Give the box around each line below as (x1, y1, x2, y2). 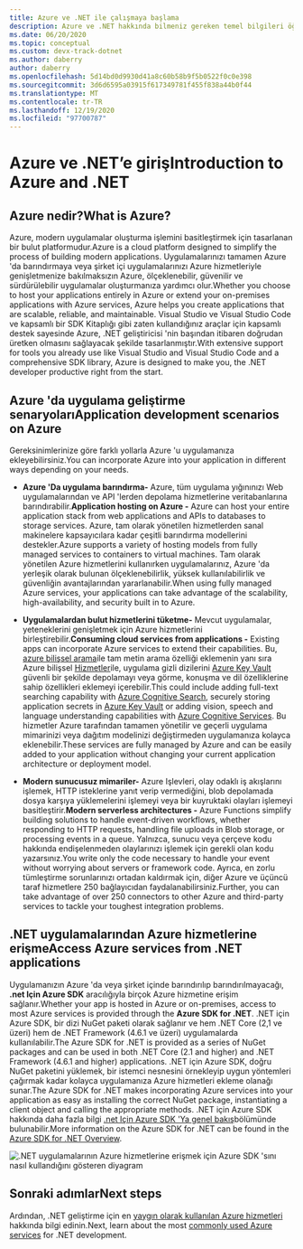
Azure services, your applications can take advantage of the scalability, (22, 587, 289, 597)
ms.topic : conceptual (9, 38, 91, 48)
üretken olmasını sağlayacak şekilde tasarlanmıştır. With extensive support (9, 338, 284, 349)
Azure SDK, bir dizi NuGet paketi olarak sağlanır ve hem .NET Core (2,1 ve (9, 1018, 282, 1028)
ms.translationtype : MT (9, 89, 99, 98)
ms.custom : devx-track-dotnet (9, 47, 124, 56)
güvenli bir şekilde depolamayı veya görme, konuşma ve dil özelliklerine (22, 671, 289, 682)
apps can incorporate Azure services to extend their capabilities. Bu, (22, 643, 278, 653)
